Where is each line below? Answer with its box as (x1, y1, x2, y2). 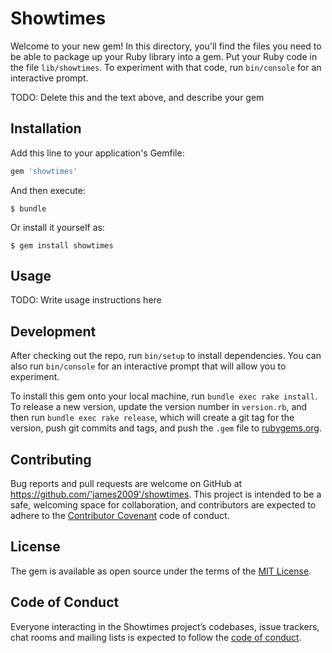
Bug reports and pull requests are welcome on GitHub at (10, 478, 243, 490)
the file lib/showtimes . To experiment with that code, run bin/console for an (10, 61, 322, 73)
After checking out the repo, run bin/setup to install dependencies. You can (10, 350, 322, 362)
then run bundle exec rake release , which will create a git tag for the (10, 412, 295, 424)
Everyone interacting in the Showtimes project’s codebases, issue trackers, (10, 620, 320, 632)
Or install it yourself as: (10, 221, 105, 233)
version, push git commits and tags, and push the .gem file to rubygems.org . (10, 422, 323, 434)
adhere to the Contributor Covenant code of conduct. (10, 510, 230, 522)
